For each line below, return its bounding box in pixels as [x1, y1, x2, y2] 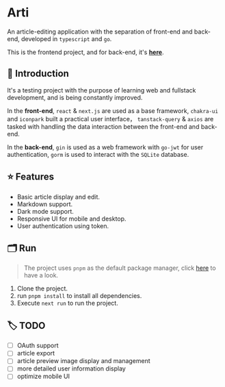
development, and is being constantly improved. [7, 93, 143, 101]
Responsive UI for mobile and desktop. [16, 214, 127, 223]
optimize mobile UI [16, 372, 70, 381]
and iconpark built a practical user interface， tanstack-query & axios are [7, 114, 214, 123]
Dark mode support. [16, 207, 74, 215]
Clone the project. [16, 284, 68, 292]
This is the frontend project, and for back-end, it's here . [7, 48, 164, 56]
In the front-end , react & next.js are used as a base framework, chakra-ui [7, 106, 219, 114]
